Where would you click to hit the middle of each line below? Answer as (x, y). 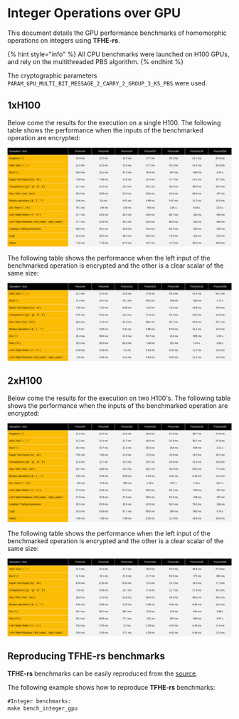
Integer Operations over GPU (94, 13)
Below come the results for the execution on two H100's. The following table (119, 398)
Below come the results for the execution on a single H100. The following (114, 122)
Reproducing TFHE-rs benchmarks (86, 656)
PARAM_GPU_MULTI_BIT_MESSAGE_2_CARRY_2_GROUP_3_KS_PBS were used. (107, 83)
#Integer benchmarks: (39, 701)
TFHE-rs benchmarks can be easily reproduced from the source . (102, 673)
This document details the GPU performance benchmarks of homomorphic (117, 33)
